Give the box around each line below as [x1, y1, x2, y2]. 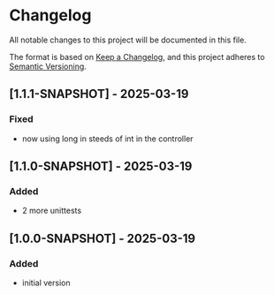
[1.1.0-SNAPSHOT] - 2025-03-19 [9, 159, 193, 174]
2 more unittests [21, 205, 82, 216]
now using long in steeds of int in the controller [21, 133, 194, 144]
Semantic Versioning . [9, 61, 87, 72]
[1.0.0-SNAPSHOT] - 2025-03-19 [9, 231, 196, 246]
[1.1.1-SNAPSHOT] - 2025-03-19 [9, 87, 189, 102]
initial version [21, 277, 71, 288]
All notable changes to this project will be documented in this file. [9, 34, 247, 45]
